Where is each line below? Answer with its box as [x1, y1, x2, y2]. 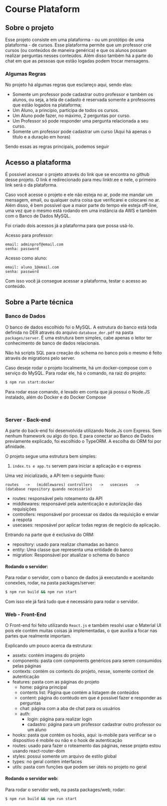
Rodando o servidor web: [5, 775, 59, 781]
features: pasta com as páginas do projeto [12, 679, 100, 685]
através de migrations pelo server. [5, 355, 76, 361]
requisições [12, 506, 36, 512]
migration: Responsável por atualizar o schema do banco [12, 551, 130, 558]
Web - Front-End [5, 611, 46, 618]
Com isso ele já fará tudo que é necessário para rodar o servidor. [5, 598, 139, 604]
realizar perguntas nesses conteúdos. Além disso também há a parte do [5, 52, 153, 58]
